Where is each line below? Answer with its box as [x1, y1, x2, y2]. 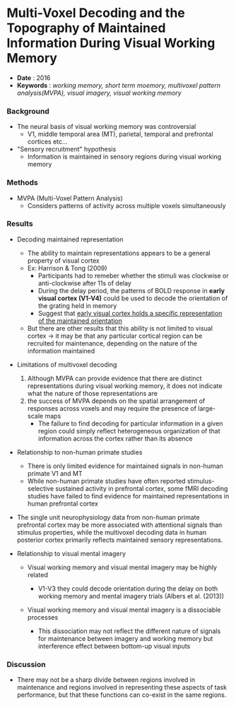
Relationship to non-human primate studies [16, 448, 143, 456]
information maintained [27, 346, 95, 355]
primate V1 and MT [27, 469, 83, 477]
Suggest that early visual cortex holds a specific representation [37, 309, 223, 317]
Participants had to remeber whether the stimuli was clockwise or [37, 271, 229, 280]
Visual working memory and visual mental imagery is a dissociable [27, 605, 221, 614]
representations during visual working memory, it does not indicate [27, 381, 223, 390]
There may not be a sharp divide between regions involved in [16, 676, 196, 684]
